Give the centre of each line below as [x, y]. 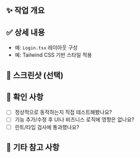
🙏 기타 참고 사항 [33, 147]
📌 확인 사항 [25, 97]
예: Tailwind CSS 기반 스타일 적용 [53, 55]
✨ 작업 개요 [26, 11]
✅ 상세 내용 [26, 32]
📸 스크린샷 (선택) [35, 75]
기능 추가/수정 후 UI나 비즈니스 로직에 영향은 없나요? [74, 120]
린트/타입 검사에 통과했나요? [47, 127]
